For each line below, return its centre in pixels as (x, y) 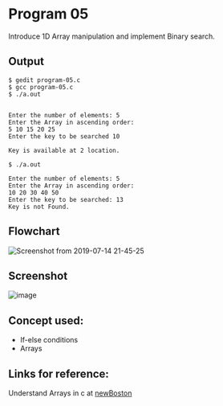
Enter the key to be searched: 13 (66, 199)
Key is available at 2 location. (64, 150)
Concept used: (46, 320)
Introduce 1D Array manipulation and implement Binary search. (111, 36)
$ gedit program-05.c (45, 80)
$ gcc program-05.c (41, 87)
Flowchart (34, 231)
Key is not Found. (39, 207)
